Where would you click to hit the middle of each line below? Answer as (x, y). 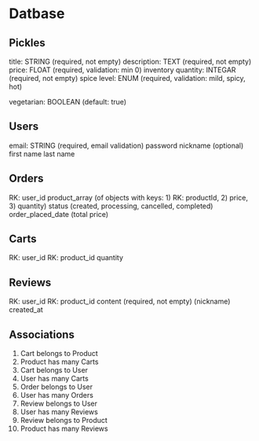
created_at (26, 310)
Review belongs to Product (64, 421)
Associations (42, 334)
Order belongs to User (57, 387)
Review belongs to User (58, 404)
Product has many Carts (59, 362)
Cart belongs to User (54, 370)
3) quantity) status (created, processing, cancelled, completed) (111, 206)
